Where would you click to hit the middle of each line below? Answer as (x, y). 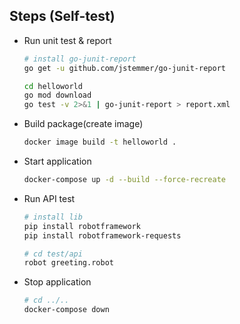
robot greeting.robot (68, 263)
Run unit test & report (67, 40)
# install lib (53, 217)
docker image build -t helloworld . (100, 142)
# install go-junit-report (80, 59)
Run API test (49, 198)
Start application (57, 161)
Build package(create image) (83, 124)
